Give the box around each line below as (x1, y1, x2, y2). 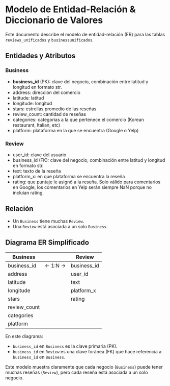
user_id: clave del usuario (12, 152, 67, 158)
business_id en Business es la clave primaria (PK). (12, 343, 118, 349)
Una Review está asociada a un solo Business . (12, 223, 108, 229)
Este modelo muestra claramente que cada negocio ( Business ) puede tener (5, 364, 163, 370)
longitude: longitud (12, 100, 52, 106)
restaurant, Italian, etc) (12, 122, 61, 128)
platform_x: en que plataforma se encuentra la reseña (12, 173, 125, 179)
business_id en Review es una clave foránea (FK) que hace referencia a (12, 348, 162, 354)
